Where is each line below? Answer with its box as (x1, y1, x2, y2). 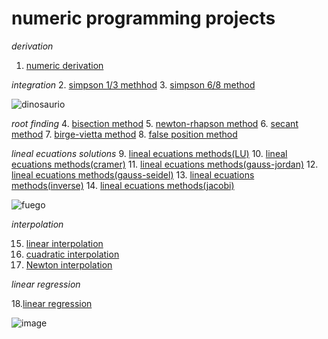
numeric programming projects (11, 7, 276, 30)
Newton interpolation (25, 258, 113, 271)
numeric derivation (25, 59, 104, 71)
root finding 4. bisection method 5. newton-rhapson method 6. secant (11, 117, 299, 129)
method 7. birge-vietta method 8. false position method (11, 128, 238, 140)
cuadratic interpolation (25, 248, 120, 260)
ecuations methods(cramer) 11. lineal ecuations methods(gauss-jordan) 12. (11, 158, 319, 170)
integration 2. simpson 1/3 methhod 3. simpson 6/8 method (11, 78, 256, 91)
